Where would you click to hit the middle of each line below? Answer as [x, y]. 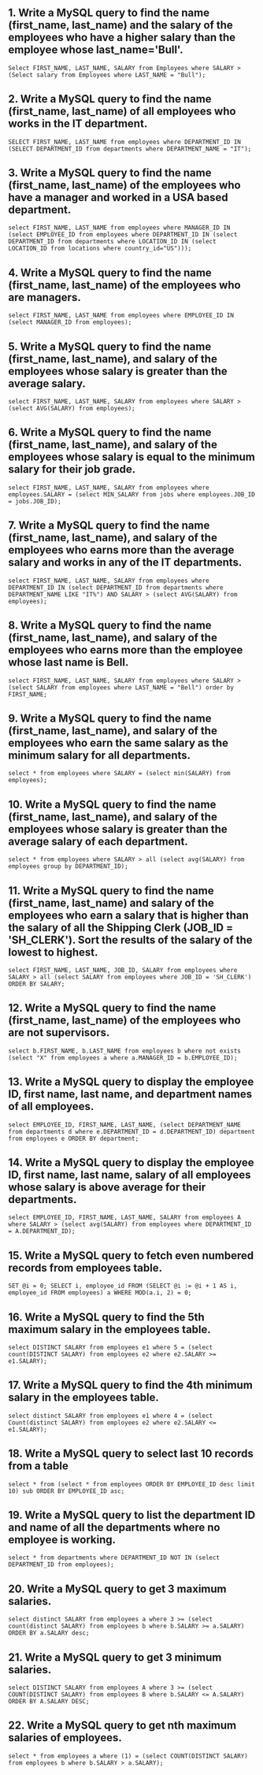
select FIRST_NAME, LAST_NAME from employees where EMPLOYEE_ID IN [121, 316]
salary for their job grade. [72, 469]
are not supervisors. [59, 1032]
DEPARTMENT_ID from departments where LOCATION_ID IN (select [112, 242]
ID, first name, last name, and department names [130, 1094]
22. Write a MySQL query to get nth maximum [122, 1726]
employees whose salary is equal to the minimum [132, 457]
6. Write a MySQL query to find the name [110, 433]
